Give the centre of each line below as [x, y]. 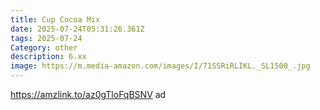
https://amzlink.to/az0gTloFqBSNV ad [88, 94]
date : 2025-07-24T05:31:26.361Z [77, 29]
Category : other [44, 47]
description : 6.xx [48, 57]
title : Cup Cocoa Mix [55, 19]
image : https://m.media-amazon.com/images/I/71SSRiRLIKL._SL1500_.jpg [160, 66]
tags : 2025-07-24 [46, 38]
